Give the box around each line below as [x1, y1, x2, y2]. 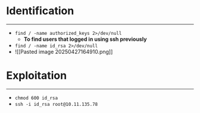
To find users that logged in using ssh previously [23, 35, 147, 43]
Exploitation [6, 69, 67, 82]
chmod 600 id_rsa [14, 95, 58, 101]
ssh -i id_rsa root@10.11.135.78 [14, 101, 98, 107]
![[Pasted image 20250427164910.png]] [14, 48, 113, 55]
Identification [6, 4, 74, 18]
